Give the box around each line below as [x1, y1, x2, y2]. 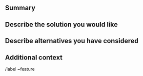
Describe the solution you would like [5, 20, 118, 29]
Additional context [5, 53, 62, 61]
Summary [5, 4, 36, 12]
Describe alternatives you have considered [5, 37, 139, 45]
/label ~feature [5, 66, 35, 72]
